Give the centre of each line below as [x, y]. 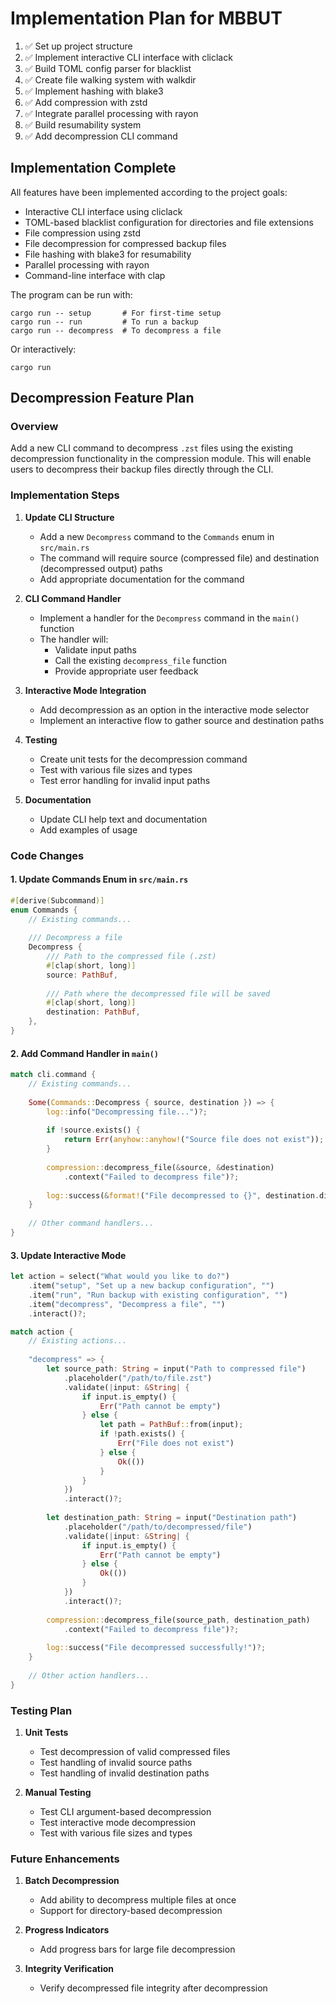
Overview [34, 427]
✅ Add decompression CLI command [101, 136]
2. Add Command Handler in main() [85, 1053]
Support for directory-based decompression [131, 1911]
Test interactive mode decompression [117, 1822]
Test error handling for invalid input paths [125, 780]
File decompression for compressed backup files [125, 243]
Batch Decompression [72, 1881]
